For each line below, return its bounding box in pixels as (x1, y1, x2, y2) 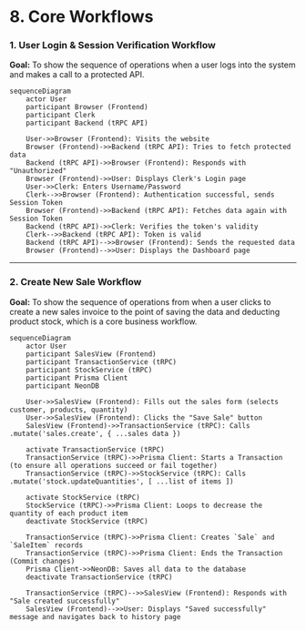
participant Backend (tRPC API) (25, 118, 148, 128)
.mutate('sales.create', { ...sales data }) (9, 429, 181, 438)
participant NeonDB (25, 381, 100, 391)
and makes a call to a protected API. (9, 69, 145, 80)
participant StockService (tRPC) (25, 365, 153, 374)
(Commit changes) (9, 556, 76, 565)
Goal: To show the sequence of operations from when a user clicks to (9, 296, 271, 307)
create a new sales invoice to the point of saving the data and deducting (9, 306, 280, 317)
